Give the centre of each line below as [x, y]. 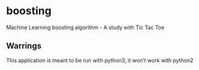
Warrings [24, 46]
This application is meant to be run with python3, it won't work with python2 [100, 60]
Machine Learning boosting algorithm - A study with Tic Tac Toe [85, 27]
